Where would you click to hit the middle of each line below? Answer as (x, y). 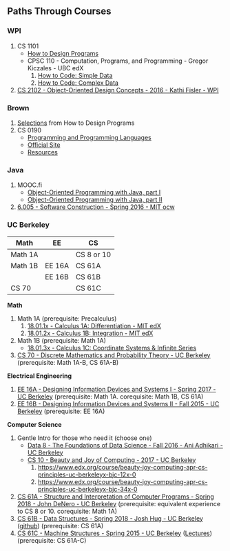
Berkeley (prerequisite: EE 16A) (61, 411)
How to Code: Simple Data (75, 75)
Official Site (44, 145)
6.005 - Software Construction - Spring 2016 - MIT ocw (96, 207)
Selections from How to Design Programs (76, 123)
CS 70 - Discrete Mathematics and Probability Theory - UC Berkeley (114, 355)
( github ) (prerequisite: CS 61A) (60, 525)
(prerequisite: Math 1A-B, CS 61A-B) (68, 362)
